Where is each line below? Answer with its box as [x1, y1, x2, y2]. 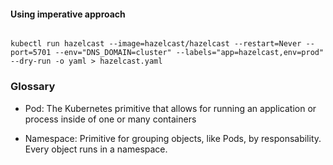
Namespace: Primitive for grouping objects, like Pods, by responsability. [24, 132, 322, 144]
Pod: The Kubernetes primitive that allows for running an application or [24, 102, 317, 114]
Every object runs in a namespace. [24, 143, 168, 155]
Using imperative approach [10, 8, 126, 20]
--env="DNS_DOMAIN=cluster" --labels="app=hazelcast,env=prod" [54, 48, 325, 58]
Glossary [10, 80, 56, 94]
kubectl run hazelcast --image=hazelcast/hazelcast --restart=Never [10, 39, 302, 49]
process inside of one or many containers [24, 113, 197, 125]
